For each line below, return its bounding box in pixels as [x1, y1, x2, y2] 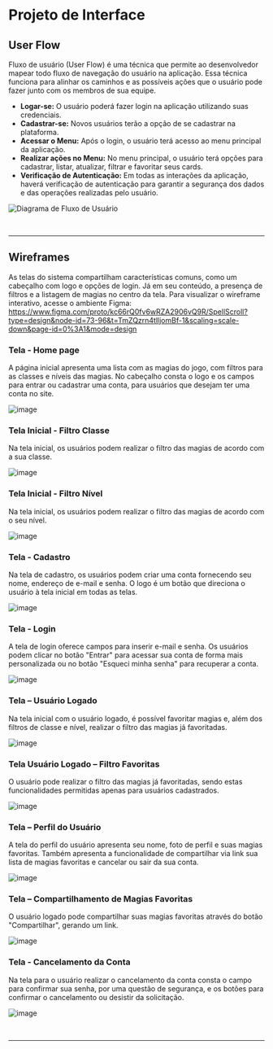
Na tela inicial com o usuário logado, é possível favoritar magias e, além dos [8, 714, 262, 723]
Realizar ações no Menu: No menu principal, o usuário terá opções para [19, 153, 263, 163]
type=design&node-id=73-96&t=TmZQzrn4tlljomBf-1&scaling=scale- [8, 315, 240, 325]
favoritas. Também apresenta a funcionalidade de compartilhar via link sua [8, 849, 258, 859]
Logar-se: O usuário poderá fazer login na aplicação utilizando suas [19, 102, 249, 111]
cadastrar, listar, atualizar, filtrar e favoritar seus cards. [19, 162, 203, 172]
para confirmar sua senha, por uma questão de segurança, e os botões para [8, 983, 264, 994]
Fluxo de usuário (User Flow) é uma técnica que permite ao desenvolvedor [8, 59, 258, 69]
